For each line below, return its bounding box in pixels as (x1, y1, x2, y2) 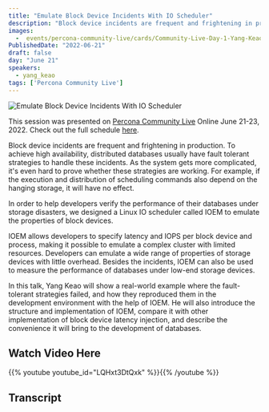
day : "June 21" (8, 57, 59, 65)
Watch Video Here (8, 346, 102, 360)
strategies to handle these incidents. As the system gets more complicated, (8, 157, 257, 167)
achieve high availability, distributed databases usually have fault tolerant (8, 149, 250, 159)
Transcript (8, 390, 62, 405)
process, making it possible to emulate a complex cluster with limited (8, 240, 236, 249)
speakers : (8, 64, 42, 72)
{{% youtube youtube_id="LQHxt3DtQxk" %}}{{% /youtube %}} (8, 368, 219, 378)
